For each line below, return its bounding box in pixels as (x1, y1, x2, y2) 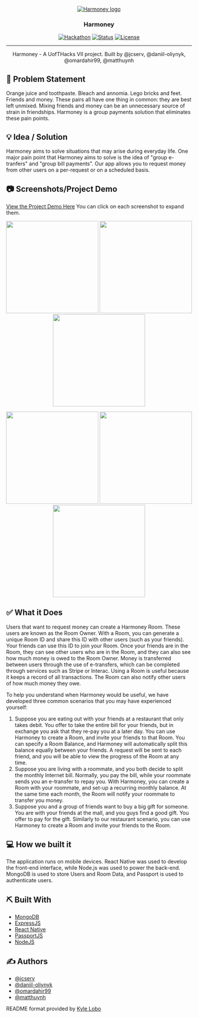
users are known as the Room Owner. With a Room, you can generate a (6, 629, 179, 637)
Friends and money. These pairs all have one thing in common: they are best (6, 96, 192, 103)
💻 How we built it (6, 839, 72, 849)
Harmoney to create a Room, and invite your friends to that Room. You (14, 734, 185, 741)
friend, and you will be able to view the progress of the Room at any (14, 752, 180, 760)
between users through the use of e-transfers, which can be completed (6, 661, 180, 668)
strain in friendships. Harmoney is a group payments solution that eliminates (6, 109, 191, 116)
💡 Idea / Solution (6, 132, 68, 142)
